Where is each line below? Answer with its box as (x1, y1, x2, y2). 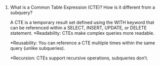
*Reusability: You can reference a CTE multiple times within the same (10, 40, 155, 46)
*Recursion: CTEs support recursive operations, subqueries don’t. (10, 55, 148, 61)
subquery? (10, 10, 33, 16)
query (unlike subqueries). (10, 45, 65, 51)
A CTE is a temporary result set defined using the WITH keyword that (10, 20, 154, 25)
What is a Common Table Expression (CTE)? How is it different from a (10, 5, 155, 10)
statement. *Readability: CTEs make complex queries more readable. (10, 30, 154, 36)
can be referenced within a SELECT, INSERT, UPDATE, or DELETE (10, 25, 147, 31)
